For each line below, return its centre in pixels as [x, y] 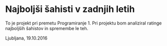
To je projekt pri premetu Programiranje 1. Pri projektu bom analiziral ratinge [83, 23]
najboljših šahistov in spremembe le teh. [47, 28]
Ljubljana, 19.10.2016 [26, 38]
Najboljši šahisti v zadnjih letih [70, 9]
